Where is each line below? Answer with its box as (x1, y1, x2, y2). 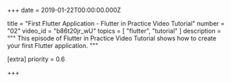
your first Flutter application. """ (7, 42, 99, 49)
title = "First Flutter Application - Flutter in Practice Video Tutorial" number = (7, 19, 225, 27)
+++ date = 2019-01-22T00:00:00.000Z (7, 6, 121, 14)
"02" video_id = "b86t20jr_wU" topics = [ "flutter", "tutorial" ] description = (7, 27, 222, 35)
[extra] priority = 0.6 (7, 55, 65, 63)
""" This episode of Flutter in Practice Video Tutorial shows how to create (7, 34, 216, 42)
